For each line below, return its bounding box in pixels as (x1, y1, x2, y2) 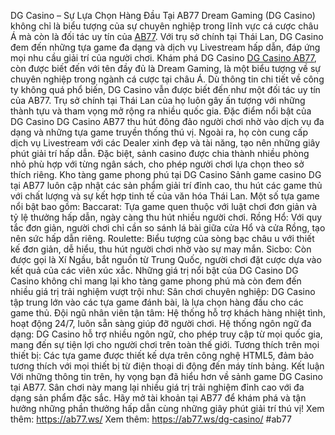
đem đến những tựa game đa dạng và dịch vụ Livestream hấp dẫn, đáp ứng (10, 41, 321, 53)
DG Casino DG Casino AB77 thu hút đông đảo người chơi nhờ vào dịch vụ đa (10, 116, 325, 127)
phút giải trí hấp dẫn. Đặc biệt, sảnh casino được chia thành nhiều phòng (10, 148, 310, 159)
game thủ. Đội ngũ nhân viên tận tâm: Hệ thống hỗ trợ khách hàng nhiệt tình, (10, 307, 326, 319)
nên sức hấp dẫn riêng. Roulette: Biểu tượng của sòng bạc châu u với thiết (10, 233, 315, 244)
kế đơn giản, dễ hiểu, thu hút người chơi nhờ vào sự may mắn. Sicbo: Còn (10, 243, 312, 255)
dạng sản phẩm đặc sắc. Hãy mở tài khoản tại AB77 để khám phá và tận (10, 392, 307, 404)
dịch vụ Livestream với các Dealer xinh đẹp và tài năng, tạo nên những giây (10, 137, 321, 149)
